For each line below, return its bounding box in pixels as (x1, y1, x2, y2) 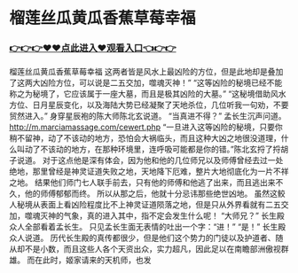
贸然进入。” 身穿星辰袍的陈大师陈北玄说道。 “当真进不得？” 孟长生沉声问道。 (9, 111, 286, 121)
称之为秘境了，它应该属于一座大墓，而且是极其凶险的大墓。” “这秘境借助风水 (9, 89, 286, 99)
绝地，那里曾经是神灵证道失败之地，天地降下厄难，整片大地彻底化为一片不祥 (9, 166, 289, 177)
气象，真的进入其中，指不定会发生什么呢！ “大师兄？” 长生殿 (63, 210, 286, 222)
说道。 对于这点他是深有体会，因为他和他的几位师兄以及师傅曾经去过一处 (16, 155, 284, 166)
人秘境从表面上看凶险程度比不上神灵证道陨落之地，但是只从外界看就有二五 (9, 199, 281, 210)
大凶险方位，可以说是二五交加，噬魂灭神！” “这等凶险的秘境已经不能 (32, 77, 283, 89)
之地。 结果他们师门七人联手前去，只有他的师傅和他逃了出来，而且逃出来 (9, 177, 276, 188)
